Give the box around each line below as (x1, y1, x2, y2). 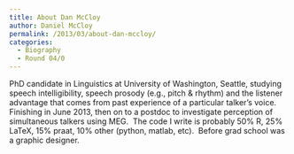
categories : (9, 37, 53, 47)
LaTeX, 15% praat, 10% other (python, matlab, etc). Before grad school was (9, 126, 285, 135)
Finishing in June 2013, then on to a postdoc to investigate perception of (9, 107, 273, 117)
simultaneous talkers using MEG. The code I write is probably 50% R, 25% (9, 116, 283, 127)
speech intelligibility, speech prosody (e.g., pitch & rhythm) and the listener (9, 88, 283, 98)
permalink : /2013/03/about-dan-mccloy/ (9, 29, 157, 38)
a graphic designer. (9, 135, 80, 145)
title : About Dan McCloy (9, 12, 101, 22)
